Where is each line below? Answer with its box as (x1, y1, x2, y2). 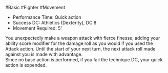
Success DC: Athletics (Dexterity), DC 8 (12, 20, 97, 26)
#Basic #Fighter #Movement (5, 5, 66, 10)
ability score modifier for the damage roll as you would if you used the (5, 40, 153, 46)
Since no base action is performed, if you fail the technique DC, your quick (5, 57, 163, 63)
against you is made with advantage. (5, 51, 83, 57)
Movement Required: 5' (12, 25, 62, 31)
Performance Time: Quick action (12, 14, 81, 20)
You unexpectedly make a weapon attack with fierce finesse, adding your (5, 35, 160, 41)
